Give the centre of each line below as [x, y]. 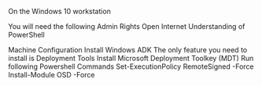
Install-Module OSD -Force [52, 75]
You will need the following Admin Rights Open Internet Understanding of [127, 26]
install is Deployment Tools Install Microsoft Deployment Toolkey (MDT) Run [131, 58]
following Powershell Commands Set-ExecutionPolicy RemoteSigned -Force [131, 66]
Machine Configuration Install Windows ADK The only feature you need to [128, 50]
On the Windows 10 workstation [60, 11]
